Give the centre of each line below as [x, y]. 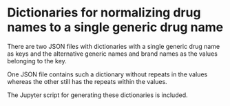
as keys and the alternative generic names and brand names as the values [113, 54]
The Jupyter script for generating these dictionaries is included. [97, 95]
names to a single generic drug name [115, 27]
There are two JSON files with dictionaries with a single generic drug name [114, 46]
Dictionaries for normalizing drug [104, 13]
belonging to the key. [37, 61]
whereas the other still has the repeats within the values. [87, 81]
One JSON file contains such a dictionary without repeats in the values [107, 74]
